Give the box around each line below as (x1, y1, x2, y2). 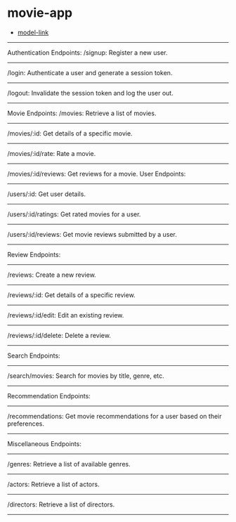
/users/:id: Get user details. (7, 190, 86, 198)
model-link (17, 28, 49, 37)
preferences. (7, 419, 44, 428)
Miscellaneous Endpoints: (7, 439, 82, 448)
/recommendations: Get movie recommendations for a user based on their (7, 412, 222, 420)
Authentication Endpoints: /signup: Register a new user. (7, 48, 168, 57)
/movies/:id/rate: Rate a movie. (7, 149, 96, 157)
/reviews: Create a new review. (7, 270, 96, 279)
